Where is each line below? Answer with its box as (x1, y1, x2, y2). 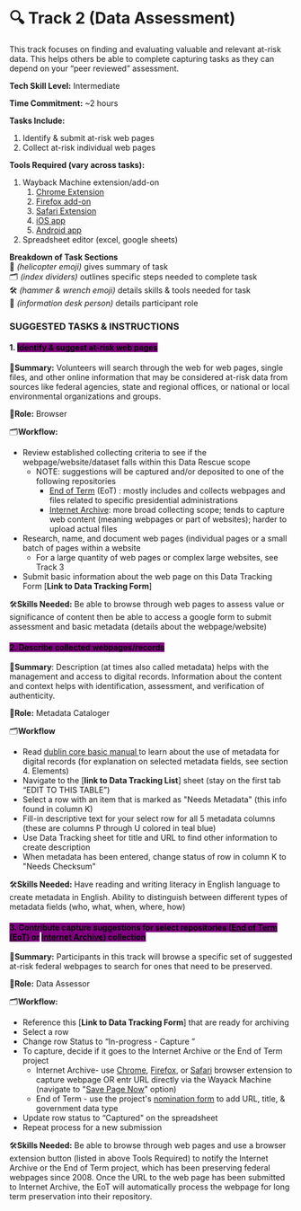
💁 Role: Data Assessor (9, 978, 91, 989)
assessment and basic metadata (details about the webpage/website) (9, 622, 268, 632)
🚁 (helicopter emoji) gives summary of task (9, 261, 169, 271)
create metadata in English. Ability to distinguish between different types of (9, 892, 288, 903)
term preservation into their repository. (9, 1191, 153, 1202)
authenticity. (9, 690, 56, 702)
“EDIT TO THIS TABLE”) (22, 784, 111, 796)
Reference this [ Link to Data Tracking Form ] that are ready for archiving (22, 1017, 289, 1028)
